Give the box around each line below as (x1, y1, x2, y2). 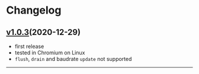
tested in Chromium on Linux (14, 49, 85, 56)
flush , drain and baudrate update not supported (14, 56, 132, 62)
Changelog (6, 4, 62, 17)
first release (14, 43, 44, 50)
